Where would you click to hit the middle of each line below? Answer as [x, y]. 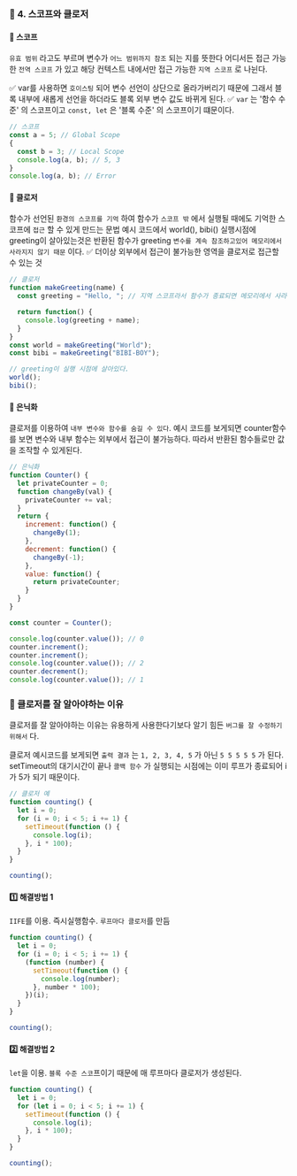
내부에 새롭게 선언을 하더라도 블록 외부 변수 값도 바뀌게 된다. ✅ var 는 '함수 [147, 99]
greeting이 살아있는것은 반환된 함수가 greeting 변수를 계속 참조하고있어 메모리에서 [146, 241]
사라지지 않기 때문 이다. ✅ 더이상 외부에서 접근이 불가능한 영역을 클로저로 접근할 [145, 252]
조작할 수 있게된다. [50, 450]
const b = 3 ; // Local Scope [71, 151]
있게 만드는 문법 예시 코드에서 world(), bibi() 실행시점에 [161, 230]
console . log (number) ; [81, 979]
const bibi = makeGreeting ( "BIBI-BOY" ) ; [85, 353]
